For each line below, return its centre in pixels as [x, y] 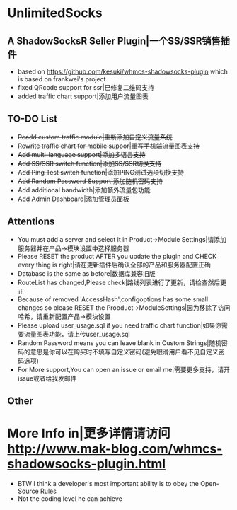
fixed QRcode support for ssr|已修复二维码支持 [86, 87]
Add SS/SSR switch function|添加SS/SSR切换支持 [89, 163]
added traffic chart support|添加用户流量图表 [83, 96]
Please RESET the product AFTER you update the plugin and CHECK [117, 256]
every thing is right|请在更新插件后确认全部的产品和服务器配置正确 [114, 265]
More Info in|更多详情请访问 [89, 434]
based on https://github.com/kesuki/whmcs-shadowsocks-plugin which [122, 71]
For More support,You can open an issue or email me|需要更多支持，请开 [124, 369]
